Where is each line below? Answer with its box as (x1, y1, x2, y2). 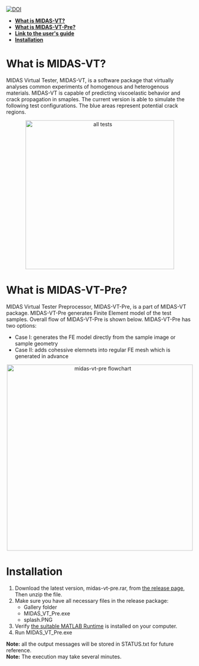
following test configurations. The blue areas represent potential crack (6, 102, 178, 109)
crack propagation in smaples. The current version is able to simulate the (6, 95, 185, 102)
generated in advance (14, 352, 69, 360)
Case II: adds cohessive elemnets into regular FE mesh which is (14, 346, 170, 353)
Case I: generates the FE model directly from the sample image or (14, 334, 176, 341)
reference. (6, 646, 31, 653)
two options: (6, 322, 37, 329)
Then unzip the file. (14, 590, 62, 598)
